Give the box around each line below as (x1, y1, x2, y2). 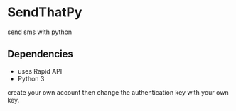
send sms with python (7, 28, 73, 36)
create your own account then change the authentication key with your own (7, 88, 229, 96)
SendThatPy (7, 4, 82, 21)
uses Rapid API (17, 66, 63, 75)
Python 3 (17, 74, 45, 83)
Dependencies (7, 48, 73, 60)
